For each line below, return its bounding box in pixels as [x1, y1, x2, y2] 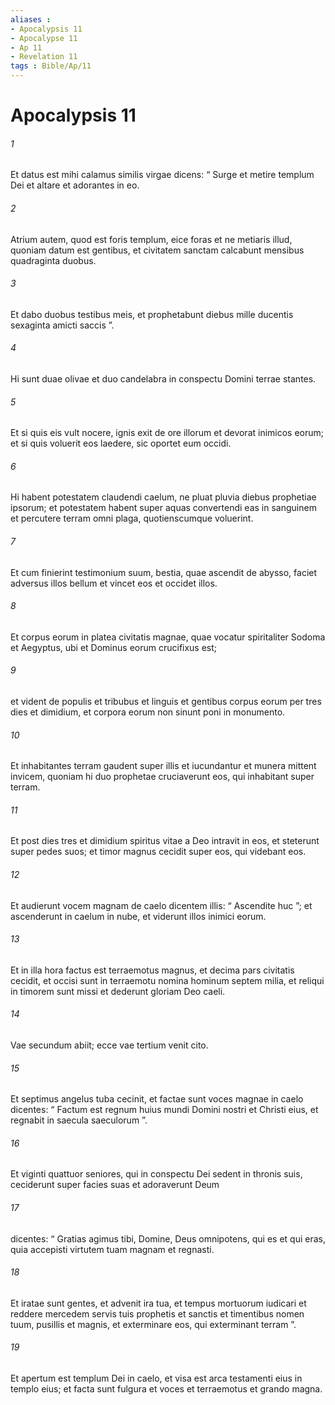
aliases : [10, 14, 52, 25]
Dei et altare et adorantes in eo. [10, 179, 140, 191]
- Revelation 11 [10, 52, 78, 62]
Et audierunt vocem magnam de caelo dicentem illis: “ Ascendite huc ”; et [10, 899, 313, 911]
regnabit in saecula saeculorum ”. [10, 1114, 148, 1126]
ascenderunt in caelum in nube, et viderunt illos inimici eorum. [10, 910, 267, 922]
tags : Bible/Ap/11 [10, 61, 92, 71]
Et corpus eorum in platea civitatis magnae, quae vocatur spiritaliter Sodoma [10, 631, 326, 643]
